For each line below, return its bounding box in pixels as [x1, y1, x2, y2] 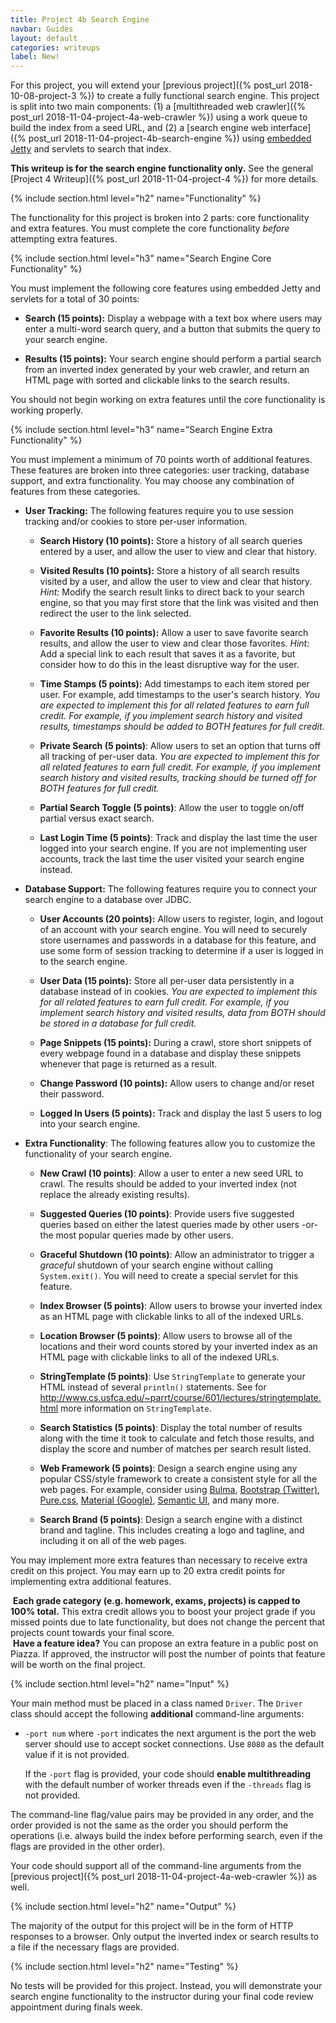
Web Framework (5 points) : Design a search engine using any [39, 1462, 298, 1475]
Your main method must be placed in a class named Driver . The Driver [10, 1697, 303, 1710]
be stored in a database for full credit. [39, 1017, 197, 1030]
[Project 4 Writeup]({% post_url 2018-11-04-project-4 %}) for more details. [10, 173, 319, 185]
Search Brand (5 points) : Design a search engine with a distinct [39, 1514, 303, 1526]
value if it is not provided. [24, 1749, 130, 1761]
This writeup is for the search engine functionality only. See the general [10, 162, 314, 175]
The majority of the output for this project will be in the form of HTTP [10, 1920, 294, 1932]
